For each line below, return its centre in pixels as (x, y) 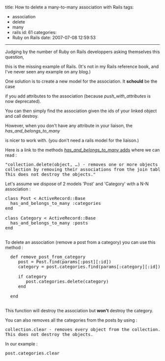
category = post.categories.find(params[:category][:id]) (89, 267)
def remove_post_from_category (48, 257)
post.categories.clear (32, 353)
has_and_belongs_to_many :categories (55, 203)
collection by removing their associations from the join (76, 169)
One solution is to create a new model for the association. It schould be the (81, 81)
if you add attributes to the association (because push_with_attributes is (78, 96)
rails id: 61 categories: (34, 32)
